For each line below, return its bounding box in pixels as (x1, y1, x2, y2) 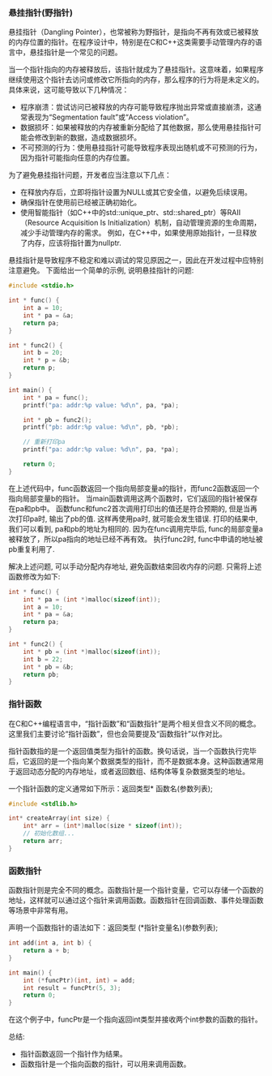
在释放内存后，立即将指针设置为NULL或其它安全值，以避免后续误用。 (19, 187, 253, 197)
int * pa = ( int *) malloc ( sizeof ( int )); (23, 595, 161, 604)
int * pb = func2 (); (23, 415, 92, 424)
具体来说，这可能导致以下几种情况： (8, 85, 130, 95)
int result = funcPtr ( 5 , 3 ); (23, 983, 121, 992)
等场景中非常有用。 (8, 906, 73, 915)
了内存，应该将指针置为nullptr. (19, 238, 121, 248)
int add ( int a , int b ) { (8, 939, 92, 947)
